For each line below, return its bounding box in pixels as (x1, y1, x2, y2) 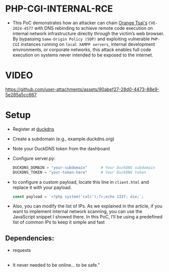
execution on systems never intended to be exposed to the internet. (12, 51, 153, 58)
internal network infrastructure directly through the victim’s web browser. (12, 30, 164, 36)
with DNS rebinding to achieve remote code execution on (34, 25, 153, 31)
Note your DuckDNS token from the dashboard (12, 145, 110, 151)
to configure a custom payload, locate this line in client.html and (12, 179, 149, 185)
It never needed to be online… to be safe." (12, 262, 100, 268)
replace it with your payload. (12, 184, 72, 190)
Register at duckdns (12, 126, 54, 132)
